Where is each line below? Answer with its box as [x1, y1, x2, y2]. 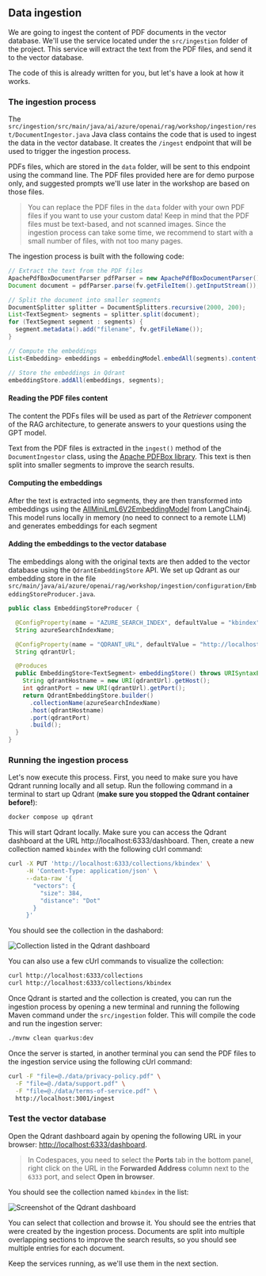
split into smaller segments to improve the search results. [8, 460, 195, 469]
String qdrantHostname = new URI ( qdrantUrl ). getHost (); [22, 677, 211, 685]
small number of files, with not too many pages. [27, 236, 184, 246]
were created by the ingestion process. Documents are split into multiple [8, 1226, 245, 1236]
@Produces [15, 662, 47, 670]
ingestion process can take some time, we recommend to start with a [27, 228, 253, 237]
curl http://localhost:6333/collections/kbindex [8, 979, 172, 987]
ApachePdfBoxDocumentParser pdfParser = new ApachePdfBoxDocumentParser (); [8, 274, 264, 282]
